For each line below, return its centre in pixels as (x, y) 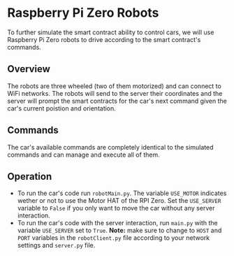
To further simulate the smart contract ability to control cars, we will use (111, 32)
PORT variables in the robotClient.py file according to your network (114, 238)
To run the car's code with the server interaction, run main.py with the (117, 223)
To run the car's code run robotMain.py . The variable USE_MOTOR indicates (122, 193)
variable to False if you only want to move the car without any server (116, 208)
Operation (30, 176)
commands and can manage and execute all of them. (83, 155)
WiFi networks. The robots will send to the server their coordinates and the (115, 93)
